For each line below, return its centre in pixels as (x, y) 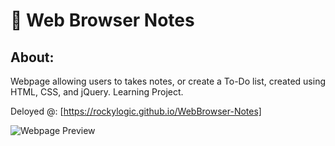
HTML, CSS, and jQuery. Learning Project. (97, 92)
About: (32, 57)
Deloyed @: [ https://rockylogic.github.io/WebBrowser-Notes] (136, 111)
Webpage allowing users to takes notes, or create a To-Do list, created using (168, 81)
